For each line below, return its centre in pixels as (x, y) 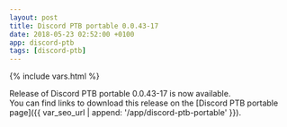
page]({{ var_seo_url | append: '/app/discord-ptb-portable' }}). (125, 113)
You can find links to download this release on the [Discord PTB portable (144, 103)
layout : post (34, 17)
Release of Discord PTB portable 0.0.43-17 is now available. (120, 94)
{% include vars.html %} (55, 76)
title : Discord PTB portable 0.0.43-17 (84, 26)
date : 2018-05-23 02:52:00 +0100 (72, 34)
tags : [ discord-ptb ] (48, 51)
